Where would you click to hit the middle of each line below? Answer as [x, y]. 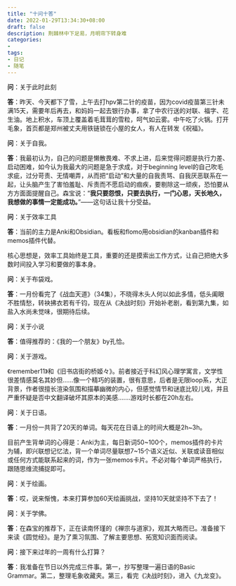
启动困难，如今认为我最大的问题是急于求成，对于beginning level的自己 [109, 166]
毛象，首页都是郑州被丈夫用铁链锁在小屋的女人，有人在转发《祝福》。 [107, 128]
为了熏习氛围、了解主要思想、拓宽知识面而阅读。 [130, 537]
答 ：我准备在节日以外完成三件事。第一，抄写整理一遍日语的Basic [101, 566]
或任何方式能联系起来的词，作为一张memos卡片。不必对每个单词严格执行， [117, 460]
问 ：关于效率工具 [32, 217]
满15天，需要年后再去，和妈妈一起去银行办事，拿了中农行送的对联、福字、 [115, 110]
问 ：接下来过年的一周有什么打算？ [57, 552]
